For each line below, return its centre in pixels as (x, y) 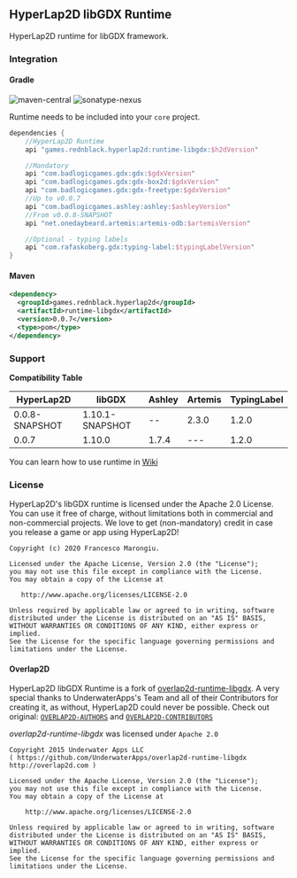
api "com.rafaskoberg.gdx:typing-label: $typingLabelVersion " (140, 247)
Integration (34, 58)
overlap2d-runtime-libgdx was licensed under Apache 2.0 (114, 734)
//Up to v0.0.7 (53, 198)
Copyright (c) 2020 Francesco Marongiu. (85, 548)
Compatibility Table (46, 377)
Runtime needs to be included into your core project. (105, 117)
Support (27, 358)
